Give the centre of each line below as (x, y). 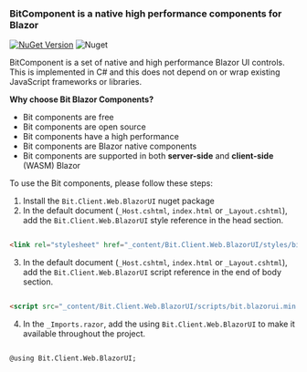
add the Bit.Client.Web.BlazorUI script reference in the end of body (152, 273)
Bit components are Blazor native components (110, 146)
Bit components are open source (84, 127)
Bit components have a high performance (101, 137)
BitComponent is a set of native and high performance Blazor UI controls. (147, 63)
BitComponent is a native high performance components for (146, 14)
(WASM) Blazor (51, 166)
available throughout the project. (84, 334)
